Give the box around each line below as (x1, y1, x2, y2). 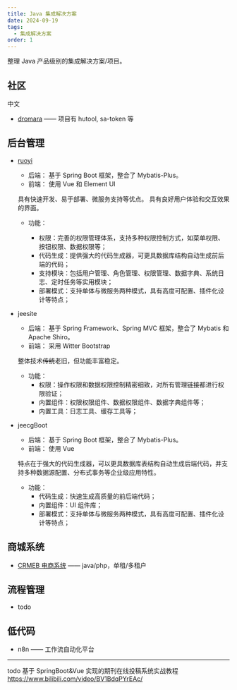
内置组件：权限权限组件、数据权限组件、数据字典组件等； (38, 398, 206, 406)
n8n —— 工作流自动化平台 (17, 645, 95, 653)
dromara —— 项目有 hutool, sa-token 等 (17, 114, 134, 123)
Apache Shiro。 (28, 332, 74, 341)
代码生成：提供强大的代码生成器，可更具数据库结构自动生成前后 (38, 251, 224, 260)
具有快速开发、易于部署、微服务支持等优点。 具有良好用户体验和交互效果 (17, 195, 230, 203)
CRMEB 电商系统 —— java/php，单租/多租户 (17, 561, 147, 569)
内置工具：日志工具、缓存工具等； (38, 406, 138, 415)
